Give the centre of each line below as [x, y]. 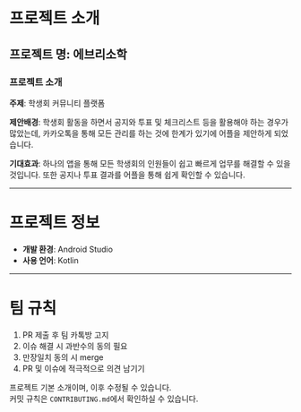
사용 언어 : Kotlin [50, 260]
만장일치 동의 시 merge [63, 357]
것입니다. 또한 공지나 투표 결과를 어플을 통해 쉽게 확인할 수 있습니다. [127, 175]
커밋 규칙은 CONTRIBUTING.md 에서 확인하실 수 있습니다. [104, 399]
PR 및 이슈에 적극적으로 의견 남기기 [83, 368]
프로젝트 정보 [55, 223]
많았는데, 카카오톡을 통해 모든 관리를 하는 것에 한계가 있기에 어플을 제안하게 [141, 133]
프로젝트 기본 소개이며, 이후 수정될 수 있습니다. [90, 387]
